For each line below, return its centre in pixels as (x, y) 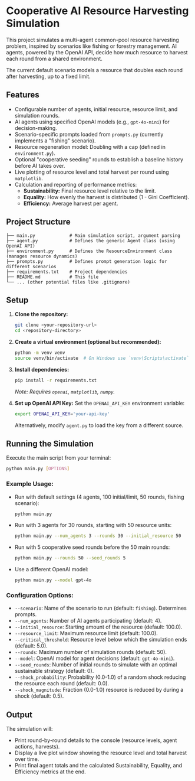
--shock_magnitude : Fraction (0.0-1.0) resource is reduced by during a (99, 690)
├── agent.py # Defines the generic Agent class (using (91, 240)
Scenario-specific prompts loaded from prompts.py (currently (89, 134)
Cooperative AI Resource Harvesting (97, 11)
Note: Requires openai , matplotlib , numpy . (65, 392)
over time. (27, 759)
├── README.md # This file (52, 277)
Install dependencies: (42, 369)
